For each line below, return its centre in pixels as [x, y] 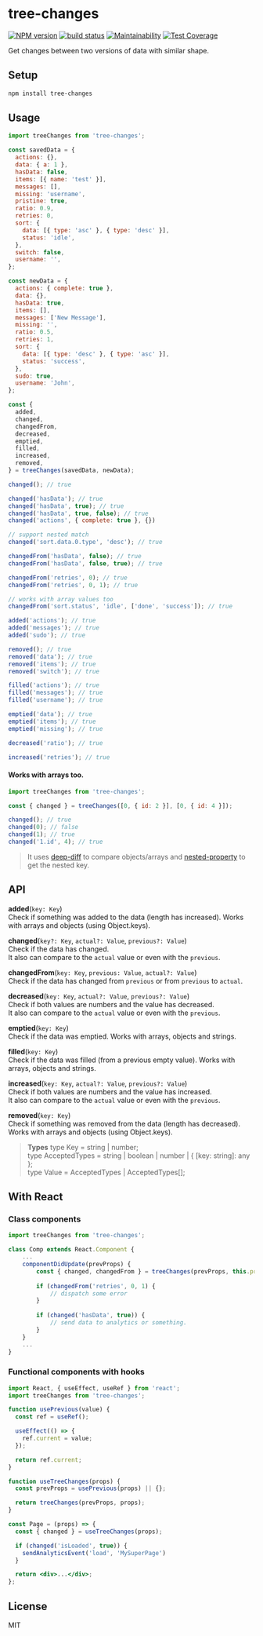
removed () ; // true [40, 649]
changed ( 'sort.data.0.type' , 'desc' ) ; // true [85, 542]
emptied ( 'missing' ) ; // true [56, 729]
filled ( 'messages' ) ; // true [56, 693]
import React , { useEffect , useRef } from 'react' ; [94, 1388]
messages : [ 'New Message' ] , [61, 318]
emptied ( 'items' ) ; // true [52, 721]
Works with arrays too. [46, 775]
